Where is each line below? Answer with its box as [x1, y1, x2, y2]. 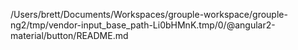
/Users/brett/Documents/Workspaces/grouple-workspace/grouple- [10, 9, 288, 20]
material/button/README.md [10, 30, 129, 41]
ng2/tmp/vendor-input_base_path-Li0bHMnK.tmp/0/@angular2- [10, 19, 276, 31]
